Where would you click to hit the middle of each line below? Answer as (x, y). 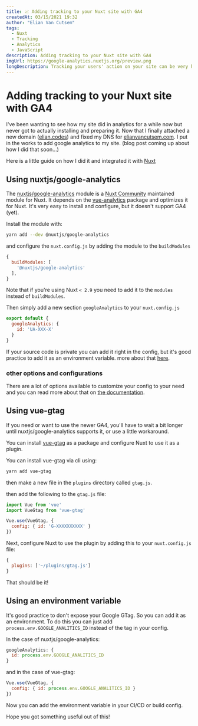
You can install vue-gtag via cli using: (52, 460)
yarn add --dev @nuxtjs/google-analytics (58, 235)
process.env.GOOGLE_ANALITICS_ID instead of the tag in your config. (88, 628)
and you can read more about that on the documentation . (76, 392)
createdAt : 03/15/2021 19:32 (42, 17)
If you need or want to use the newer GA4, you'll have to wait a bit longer (95, 425)
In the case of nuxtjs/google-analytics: (53, 639)
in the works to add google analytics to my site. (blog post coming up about (98, 143)
